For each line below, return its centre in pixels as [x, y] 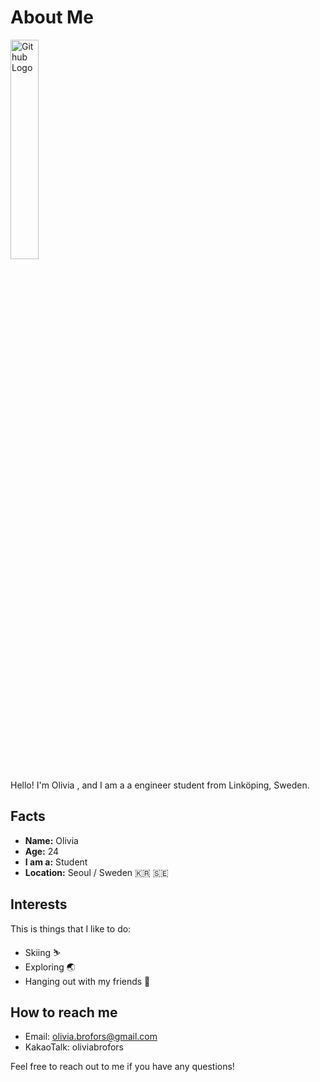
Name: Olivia [51, 840]
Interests [39, 904]
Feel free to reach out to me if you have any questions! [122, 1067]
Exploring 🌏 [50, 967]
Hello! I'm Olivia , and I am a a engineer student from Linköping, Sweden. [160, 785]
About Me [52, 17]
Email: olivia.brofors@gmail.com [91, 1037]
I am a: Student [56, 862]
